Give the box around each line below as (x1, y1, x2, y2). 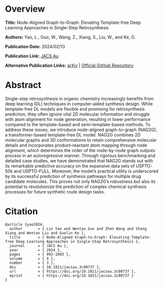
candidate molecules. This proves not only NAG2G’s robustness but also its (5, 178, 156, 184)
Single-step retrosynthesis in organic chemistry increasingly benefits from (5, 96, 154, 101)
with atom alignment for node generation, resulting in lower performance (5, 116, 151, 122)
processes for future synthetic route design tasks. (5, 189, 106, 194)
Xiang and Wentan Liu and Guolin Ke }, (5, 230, 86, 235)
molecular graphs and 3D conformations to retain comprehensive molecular (5, 137, 157, 143)
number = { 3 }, (9, 260, 55, 265)
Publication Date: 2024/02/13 (5, 43, 65, 49)
